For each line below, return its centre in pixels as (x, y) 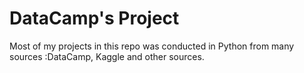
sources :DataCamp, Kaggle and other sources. (107, 56)
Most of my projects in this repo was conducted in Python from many (152, 46)
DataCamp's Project (94, 18)
